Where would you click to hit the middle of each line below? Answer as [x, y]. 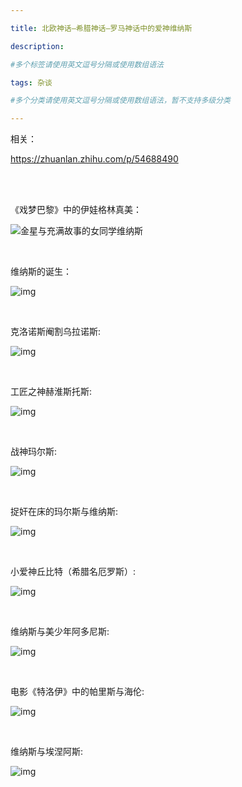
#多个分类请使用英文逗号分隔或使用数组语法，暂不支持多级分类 [120, 101]
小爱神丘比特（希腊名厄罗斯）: [73, 572]
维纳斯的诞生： [41, 272]
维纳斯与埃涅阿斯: [47, 752]
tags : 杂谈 [31, 82]
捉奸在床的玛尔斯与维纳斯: [64, 512]
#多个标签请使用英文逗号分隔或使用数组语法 [87, 64]
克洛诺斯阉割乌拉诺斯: [56, 332]
